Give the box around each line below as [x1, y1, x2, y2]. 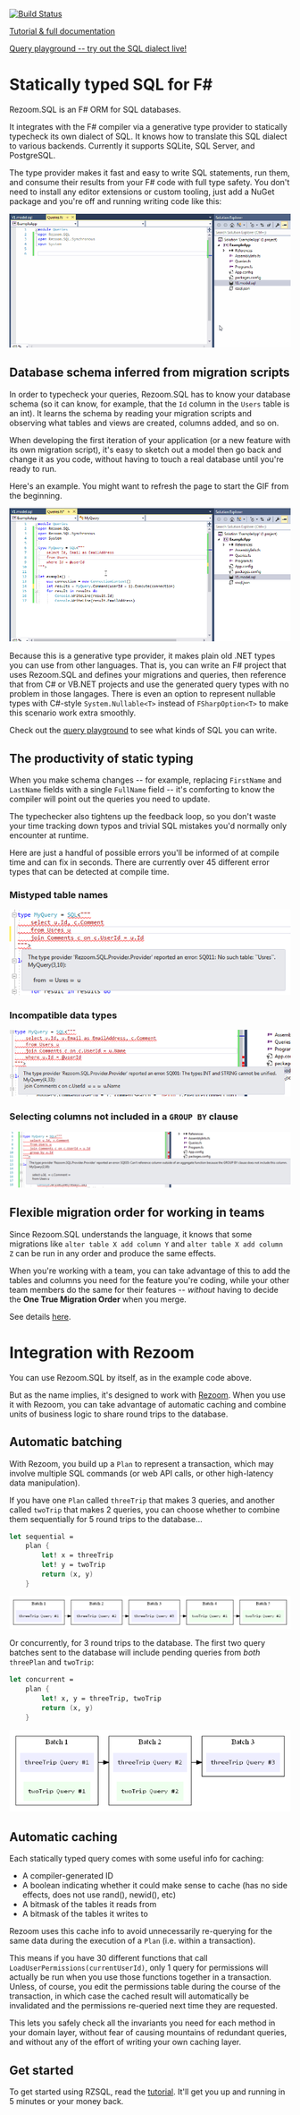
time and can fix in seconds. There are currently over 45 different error [9, 857, 271, 868]
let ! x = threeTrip [41, 1551, 114, 1560]
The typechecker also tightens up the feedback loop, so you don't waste [9, 811, 277, 822]
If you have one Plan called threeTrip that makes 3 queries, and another [9, 1494, 275, 1505]
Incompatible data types [9, 1008, 118, 1021]
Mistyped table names [9, 889, 109, 902]
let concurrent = [9, 1675, 74, 1684]
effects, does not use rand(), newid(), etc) [21, 1889, 177, 1900]
